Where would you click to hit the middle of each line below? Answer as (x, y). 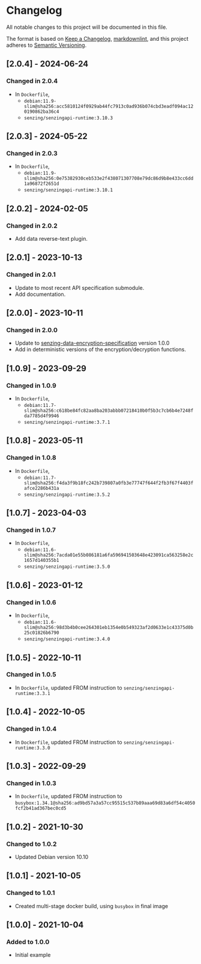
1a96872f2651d (41, 184)
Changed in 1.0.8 (31, 458)
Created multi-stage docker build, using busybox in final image (91, 906)
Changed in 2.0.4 (32, 81)
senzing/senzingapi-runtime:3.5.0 (67, 567)
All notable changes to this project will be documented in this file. (87, 27)
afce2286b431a (41, 488)
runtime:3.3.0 (32, 748)
